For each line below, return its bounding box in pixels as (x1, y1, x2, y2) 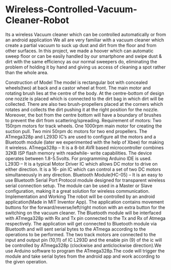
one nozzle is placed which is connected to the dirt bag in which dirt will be (5, 96, 164, 102)
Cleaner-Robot (5, 14, 69, 26)
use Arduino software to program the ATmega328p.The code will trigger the (5, 247, 165, 254)
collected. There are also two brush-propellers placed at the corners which (5, 101, 163, 107)
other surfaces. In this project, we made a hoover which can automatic (5, 48, 154, 54)
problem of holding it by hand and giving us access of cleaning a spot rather (5, 64, 166, 70)
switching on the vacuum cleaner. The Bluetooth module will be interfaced (5, 210, 162, 216)
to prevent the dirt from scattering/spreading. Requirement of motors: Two (5, 117, 162, 123)
